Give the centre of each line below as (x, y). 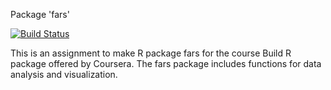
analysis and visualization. (64, 74)
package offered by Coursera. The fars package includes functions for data (166, 63)
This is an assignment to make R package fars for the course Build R (151, 53)
